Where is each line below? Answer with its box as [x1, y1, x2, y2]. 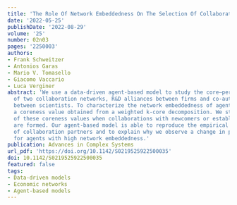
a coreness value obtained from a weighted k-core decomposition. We [13, 108, 222, 116]
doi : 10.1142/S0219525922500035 [7, 154, 102, 162]
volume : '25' [7, 30, 46, 37]
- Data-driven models [7, 174, 71, 181]
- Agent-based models [7, 187, 71, 194]
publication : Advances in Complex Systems [7, 142, 134, 149]
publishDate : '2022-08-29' [7, 23, 87, 30]
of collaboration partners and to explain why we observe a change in [13, 128, 226, 135]
